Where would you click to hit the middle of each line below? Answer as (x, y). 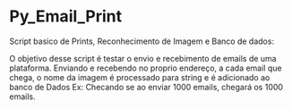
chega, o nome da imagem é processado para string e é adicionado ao (140, 77)
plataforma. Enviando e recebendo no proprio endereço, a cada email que (146, 68)
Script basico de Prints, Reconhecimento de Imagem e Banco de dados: (142, 41)
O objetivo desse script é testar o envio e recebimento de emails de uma (143, 58)
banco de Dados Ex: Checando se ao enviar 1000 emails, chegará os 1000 (146, 87)
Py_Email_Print (66, 17)
